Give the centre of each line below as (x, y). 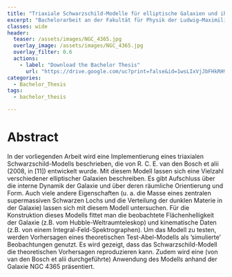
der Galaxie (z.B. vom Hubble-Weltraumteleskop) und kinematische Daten (112, 222)
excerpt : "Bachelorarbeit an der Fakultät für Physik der (92, 20)
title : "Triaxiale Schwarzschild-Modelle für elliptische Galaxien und (112, 13)
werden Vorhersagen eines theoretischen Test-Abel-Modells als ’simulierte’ (114, 237)
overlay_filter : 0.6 (43, 52)
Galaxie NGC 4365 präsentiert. (51, 266)
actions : (26, 59)
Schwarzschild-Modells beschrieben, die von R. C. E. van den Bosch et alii (113, 164)
